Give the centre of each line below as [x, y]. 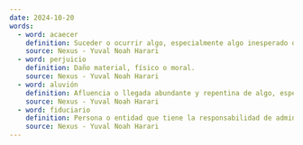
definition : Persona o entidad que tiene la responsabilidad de [149, 118]
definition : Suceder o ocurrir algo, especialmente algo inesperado [157, 43]
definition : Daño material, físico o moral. [110, 68]
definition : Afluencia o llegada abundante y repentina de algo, [151, 93]
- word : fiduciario [54, 110]
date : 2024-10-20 [42, 18]
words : [22, 26]
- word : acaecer [48, 34]
